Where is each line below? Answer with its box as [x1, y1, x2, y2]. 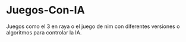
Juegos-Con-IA [6, 3, 85, 17]
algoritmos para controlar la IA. [6, 29, 82, 36]
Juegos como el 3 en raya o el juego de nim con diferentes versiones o [6, 23, 180, 30]
